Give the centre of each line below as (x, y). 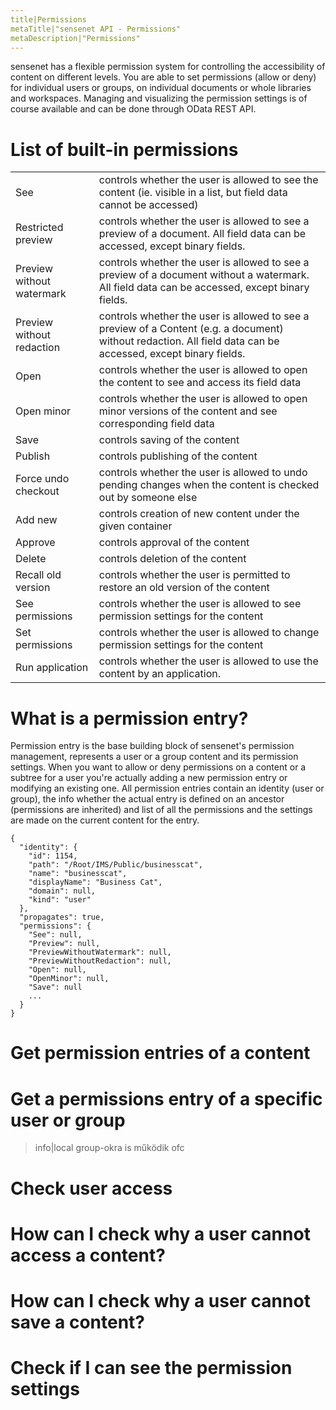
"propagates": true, (62, 917)
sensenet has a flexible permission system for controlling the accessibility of (168, 67)
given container (135, 526)
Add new (36, 520)
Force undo (42, 479)
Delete (31, 559)
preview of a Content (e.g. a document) (191, 329)
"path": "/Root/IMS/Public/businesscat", (115, 865)
